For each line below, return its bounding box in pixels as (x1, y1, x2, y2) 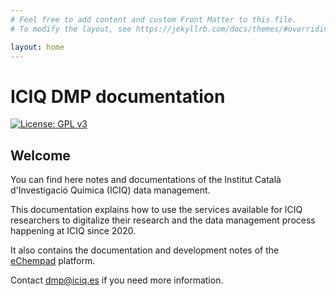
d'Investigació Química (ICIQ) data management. (10, 184, 211, 196)
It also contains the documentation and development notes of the (10, 244, 280, 256)
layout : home (10, 42, 65, 52)
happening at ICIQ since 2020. (10, 225, 137, 237)
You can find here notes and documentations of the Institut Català (10, 174, 282, 186)
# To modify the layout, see (10, 24, 132, 34)
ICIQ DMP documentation (10, 85, 226, 108)
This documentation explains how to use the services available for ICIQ (10, 204, 303, 216)
